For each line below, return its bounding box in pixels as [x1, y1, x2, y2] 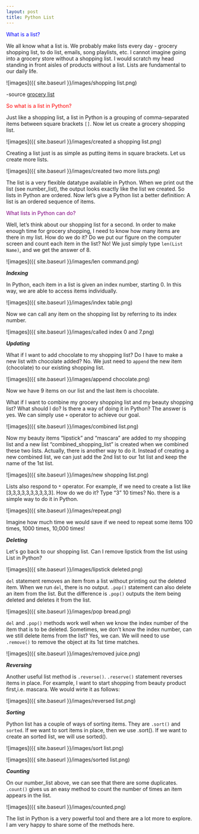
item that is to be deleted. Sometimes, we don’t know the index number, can [6, 625, 192, 633]
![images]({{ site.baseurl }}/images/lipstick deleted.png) [6, 565, 143, 572]
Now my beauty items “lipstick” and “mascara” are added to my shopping [6, 434, 186, 441]
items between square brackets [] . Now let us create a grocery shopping [6, 120, 185, 127]
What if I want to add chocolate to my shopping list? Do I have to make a [6, 351, 183, 358]
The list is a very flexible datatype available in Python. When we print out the [6, 179, 194, 186]
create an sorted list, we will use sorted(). [6, 733, 108, 740]
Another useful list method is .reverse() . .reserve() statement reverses [6, 673, 183, 680]
